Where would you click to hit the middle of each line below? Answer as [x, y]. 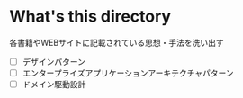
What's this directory [90, 17]
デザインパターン [54, 61]
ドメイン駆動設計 [54, 85]
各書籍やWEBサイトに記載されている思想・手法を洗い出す [117, 42]
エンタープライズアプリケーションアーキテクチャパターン [128, 73]
